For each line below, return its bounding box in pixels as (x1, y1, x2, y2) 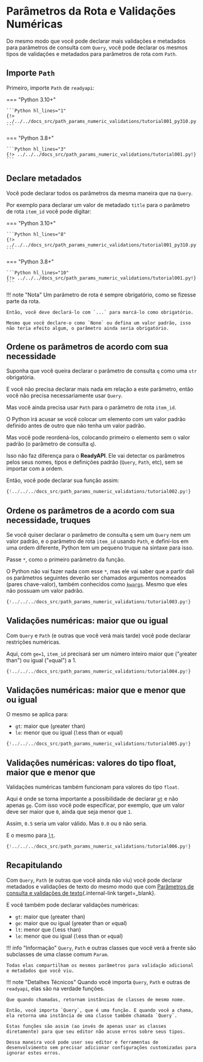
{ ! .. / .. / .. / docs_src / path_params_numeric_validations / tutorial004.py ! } (6, 668, 191, 674)
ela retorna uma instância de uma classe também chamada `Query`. (6, 1012, 178, 1019)
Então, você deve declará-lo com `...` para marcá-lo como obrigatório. (6, 309, 194, 315)
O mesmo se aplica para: (6, 711, 68, 718)
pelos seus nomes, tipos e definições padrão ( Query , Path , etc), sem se (6, 458, 183, 466)
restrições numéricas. (6, 638, 61, 646)
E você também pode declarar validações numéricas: (6, 901, 139, 908)
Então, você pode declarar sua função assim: (6, 477, 119, 484)
